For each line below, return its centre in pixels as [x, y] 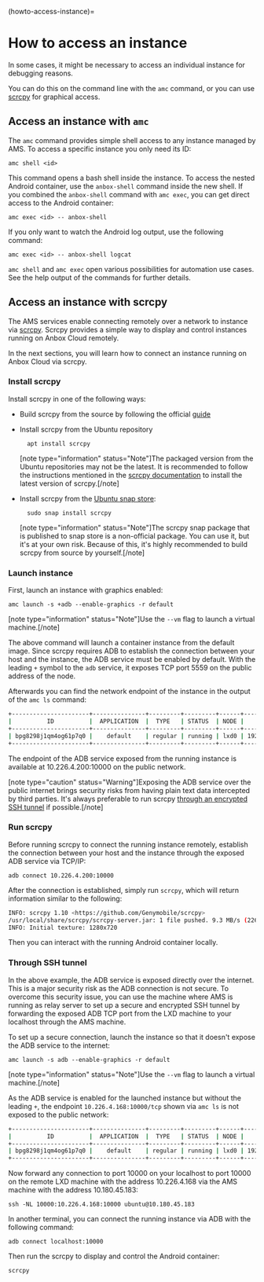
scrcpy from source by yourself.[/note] [82, 553]
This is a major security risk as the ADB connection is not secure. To [119, 988]
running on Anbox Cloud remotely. [64, 338]
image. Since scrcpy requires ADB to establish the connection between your [132, 651]
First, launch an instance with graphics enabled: [86, 590]
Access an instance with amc [79, 121]
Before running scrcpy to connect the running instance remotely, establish [128, 844]
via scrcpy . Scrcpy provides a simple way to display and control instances [128, 329]
